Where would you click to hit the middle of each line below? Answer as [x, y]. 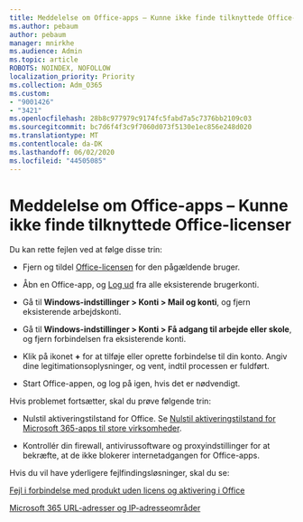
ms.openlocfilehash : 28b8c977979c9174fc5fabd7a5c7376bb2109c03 [131, 119]
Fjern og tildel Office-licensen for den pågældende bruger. [131, 267]
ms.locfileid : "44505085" [58, 161]
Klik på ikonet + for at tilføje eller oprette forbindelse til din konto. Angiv [155, 356]
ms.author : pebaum [44, 26]
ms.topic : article [44, 60]
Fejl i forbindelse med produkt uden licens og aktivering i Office [127, 490]
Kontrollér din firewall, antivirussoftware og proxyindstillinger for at [146, 446]
